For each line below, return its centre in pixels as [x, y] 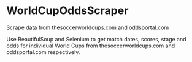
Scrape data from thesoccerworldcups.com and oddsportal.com [88, 27]
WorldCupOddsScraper [67, 11]
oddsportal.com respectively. [43, 52]
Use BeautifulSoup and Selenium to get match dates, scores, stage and [96, 39]
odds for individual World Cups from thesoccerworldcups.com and [91, 46]
